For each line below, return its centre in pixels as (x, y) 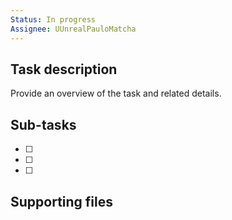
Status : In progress (53, 19)
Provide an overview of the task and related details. (116, 93)
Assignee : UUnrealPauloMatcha (73, 29)
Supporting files (62, 201)
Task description (64, 69)
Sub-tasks (43, 124)
